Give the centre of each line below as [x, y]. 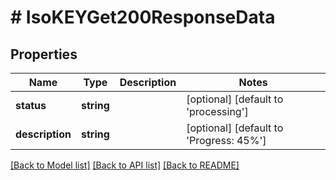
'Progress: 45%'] [226, 140]
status [31, 105]
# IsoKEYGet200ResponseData [143, 17]
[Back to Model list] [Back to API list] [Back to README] [125, 165]
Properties [44, 54]
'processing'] [217, 111]
